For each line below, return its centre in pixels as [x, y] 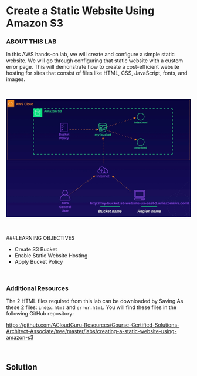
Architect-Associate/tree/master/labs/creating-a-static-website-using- [91, 331]
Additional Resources [37, 288]
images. [16, 79]
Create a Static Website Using [80, 11]
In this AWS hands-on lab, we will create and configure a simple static [90, 55]
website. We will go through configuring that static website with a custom [95, 61]
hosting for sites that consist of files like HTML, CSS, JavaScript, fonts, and [97, 73]
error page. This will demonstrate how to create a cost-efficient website [93, 67]
